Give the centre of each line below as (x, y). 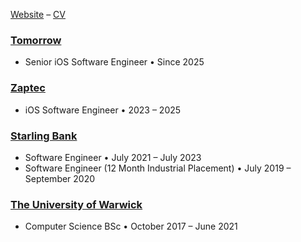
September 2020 (60, 178)
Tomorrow (36, 40)
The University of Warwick (76, 204)
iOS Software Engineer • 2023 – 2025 (103, 110)
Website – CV (38, 14)
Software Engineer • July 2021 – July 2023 (113, 157)
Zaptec (28, 88)
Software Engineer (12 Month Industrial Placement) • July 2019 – (158, 168)
